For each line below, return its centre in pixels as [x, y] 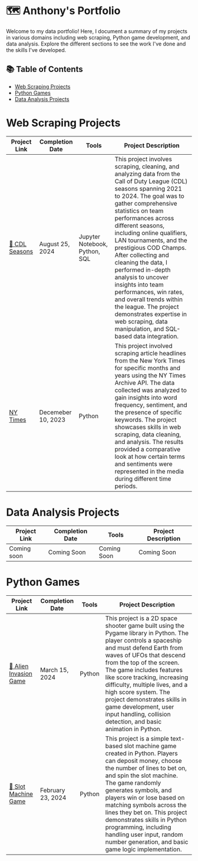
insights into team [139, 285]
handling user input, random [144, 834]
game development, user [140, 707]
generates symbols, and [138, 790]
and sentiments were [143, 464]
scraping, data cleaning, [148, 434]
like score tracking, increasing [147, 677]
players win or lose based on [145, 797]
